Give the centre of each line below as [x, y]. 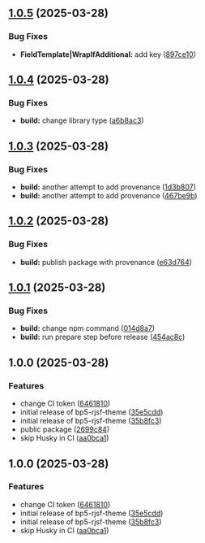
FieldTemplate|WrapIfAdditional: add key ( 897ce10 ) [108, 54]
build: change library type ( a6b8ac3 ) [82, 120]
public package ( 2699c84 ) [65, 429]
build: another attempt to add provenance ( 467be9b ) [109, 196]
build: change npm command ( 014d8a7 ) [88, 328]
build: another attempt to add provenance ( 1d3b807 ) [108, 187]
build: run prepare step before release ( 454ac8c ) [102, 337]
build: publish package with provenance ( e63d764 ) [106, 262]
